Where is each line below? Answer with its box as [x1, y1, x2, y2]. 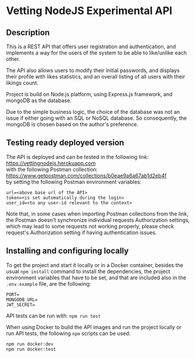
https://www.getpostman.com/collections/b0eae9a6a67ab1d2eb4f [6, 172, 167, 179]
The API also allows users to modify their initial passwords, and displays [6, 67, 180, 74]
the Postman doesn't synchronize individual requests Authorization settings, [6, 216, 190, 224]
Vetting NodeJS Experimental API [6, 4, 173, 18]
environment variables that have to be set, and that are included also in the [6, 274, 186, 281]
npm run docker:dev [6, 341, 54, 347]
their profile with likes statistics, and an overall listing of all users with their [6, 73, 186, 80]
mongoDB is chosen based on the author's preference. [6, 121, 139, 127]
